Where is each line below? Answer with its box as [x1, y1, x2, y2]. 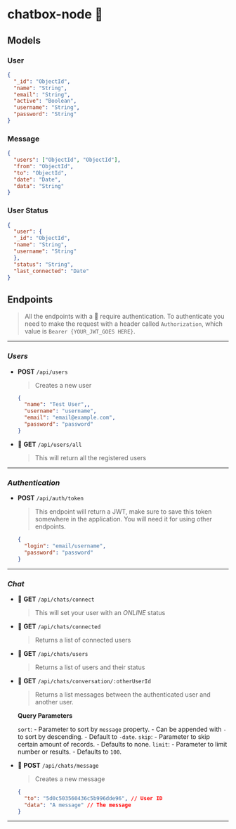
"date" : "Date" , [13, 176, 61, 183]
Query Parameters [17, 711, 73, 720]
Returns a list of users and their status [34, 663, 145, 671]
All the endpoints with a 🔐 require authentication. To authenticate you [24, 312, 225, 321]
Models [7, 34, 41, 46]
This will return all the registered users [34, 453, 146, 462]
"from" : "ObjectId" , [13, 163, 74, 170]
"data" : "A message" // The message [24, 802, 131, 809]
